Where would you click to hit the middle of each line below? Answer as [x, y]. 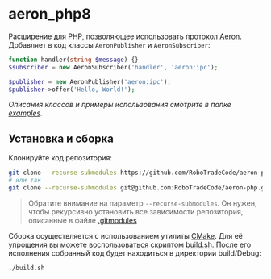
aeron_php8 [50, 14]
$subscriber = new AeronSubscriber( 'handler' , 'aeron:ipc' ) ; [113, 67]
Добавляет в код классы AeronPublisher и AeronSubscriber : [109, 44]
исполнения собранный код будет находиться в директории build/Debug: [135, 253]
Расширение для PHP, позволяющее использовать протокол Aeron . [125, 36]
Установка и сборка [61, 138]
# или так [25, 181]
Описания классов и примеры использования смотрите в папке [120, 105]
